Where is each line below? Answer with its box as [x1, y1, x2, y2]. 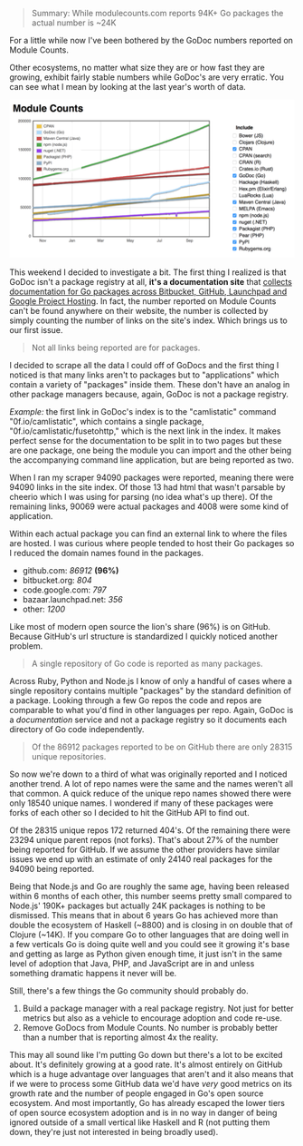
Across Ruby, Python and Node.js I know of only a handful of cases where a [9, 675, 292, 686]
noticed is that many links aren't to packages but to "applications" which [9, 369, 279, 380]
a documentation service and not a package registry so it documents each [9, 714, 288, 725]
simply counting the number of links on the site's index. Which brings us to [9, 315, 288, 326]
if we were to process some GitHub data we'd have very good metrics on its [9, 1078, 292, 1089]
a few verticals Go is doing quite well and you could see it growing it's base [9, 938, 290, 949]
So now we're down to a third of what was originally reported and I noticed [9, 769, 288, 779]
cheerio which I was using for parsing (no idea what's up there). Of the [9, 491, 273, 502]
